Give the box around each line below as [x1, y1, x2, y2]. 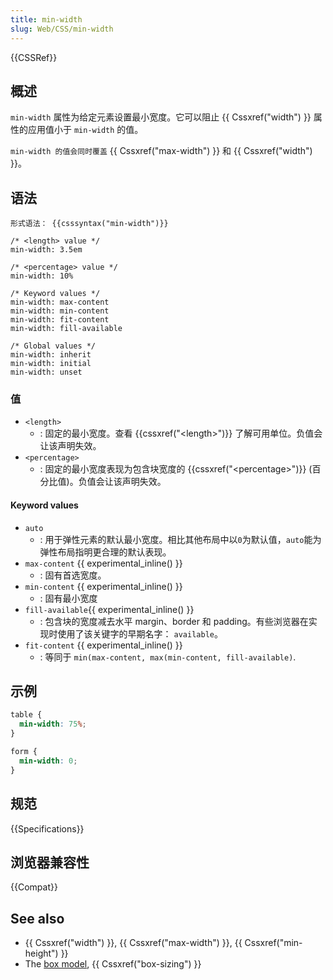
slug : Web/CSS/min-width [10, 24, 114, 34]
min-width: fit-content [10, 315, 110, 325]
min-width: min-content [10, 306, 110, 316]
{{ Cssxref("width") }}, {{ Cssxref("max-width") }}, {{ [24, 937, 243, 949]
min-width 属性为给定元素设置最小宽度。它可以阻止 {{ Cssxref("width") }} [10, 111, 312, 123]
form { [10, 747, 38, 757]
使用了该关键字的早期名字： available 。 [57, 627, 223, 640]
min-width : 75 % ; [19, 719, 87, 730]
